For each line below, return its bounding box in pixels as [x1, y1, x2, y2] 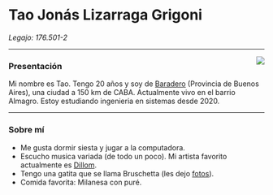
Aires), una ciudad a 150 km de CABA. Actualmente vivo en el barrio [8, 88, 236, 97]
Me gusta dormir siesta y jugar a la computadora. [19, 142, 185, 152]
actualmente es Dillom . [19, 160, 97, 170]
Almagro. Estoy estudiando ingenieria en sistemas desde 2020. [8, 96, 220, 106]
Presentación [8, 60, 63, 71]
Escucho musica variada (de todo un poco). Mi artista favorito [19, 151, 227, 161]
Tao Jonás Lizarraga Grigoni [8, 6, 203, 24]
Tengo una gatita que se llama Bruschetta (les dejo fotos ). [19, 168, 214, 178]
